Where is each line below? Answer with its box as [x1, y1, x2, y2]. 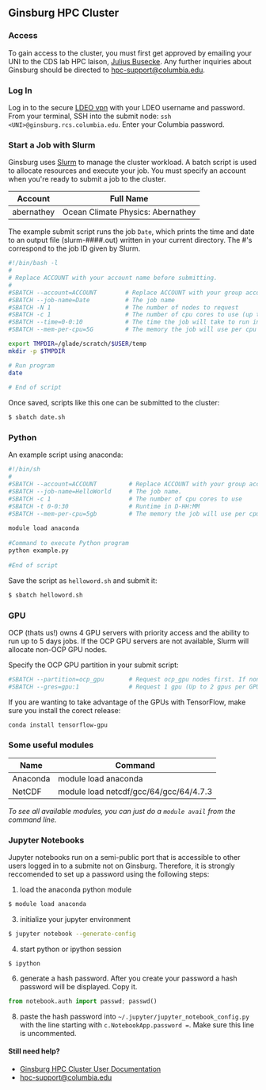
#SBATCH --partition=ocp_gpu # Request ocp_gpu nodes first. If [8, 675, 246, 683]
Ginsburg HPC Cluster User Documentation [19, 1065, 161, 1074]
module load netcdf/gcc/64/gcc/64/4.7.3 [58, 785, 213, 796]
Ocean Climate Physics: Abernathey [62, 206, 196, 217]
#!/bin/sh [8, 466, 41, 474]
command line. [8, 815, 57, 824]
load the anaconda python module [19, 885, 132, 895]
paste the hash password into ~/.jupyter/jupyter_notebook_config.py [19, 1011, 249, 1021]
